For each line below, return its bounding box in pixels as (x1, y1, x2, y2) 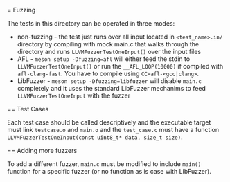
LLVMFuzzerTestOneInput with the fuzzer (17, 91, 130, 100)
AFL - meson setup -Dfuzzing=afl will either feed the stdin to (17, 55, 191, 63)
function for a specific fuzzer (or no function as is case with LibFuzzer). (7, 167, 211, 175)
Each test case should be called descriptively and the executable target (7, 118, 211, 127)
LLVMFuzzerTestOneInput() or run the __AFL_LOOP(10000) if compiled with (17, 62, 224, 70)
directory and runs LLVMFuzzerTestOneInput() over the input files (17, 48, 202, 55)
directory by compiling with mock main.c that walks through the (17, 40, 200, 48)
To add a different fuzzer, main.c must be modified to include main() (7, 160, 202, 168)
